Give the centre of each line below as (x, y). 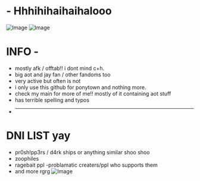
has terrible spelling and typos (52, 100)
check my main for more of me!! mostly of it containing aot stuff (93, 93)
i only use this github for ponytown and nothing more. (80, 87)
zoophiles (27, 158)
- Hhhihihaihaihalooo (59, 11)
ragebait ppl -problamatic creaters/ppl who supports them (86, 165)
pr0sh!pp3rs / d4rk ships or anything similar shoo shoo (82, 152)
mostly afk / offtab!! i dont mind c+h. (60, 68)
